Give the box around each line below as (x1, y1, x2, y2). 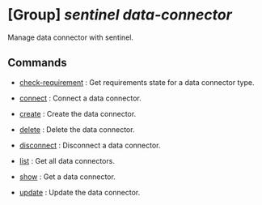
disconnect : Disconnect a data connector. (19, 140, 161, 150)
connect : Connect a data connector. (19, 93, 142, 103)
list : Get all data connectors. (19, 156, 115, 165)
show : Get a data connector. (19, 172, 116, 182)
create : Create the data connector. (19, 109, 137, 118)
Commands (7, 56, 68, 70)
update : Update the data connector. (19, 187, 141, 197)
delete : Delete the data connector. (19, 124, 135, 135)
